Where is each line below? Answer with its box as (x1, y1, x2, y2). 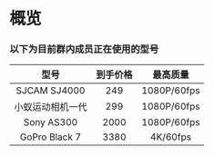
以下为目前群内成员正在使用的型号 (9, 43, 159, 55)
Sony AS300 (23, 116, 78, 129)
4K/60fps (149, 131, 192, 143)
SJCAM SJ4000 (15, 84, 86, 97)
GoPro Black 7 (19, 131, 82, 143)
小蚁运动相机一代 (14, 101, 88, 113)
